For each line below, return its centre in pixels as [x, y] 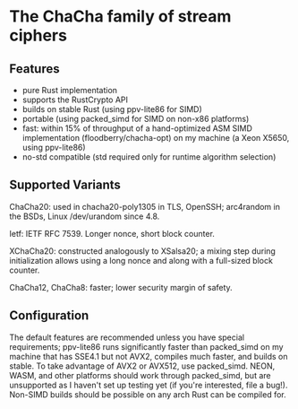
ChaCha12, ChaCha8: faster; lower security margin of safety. [121, 287]
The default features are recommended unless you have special [127, 337]
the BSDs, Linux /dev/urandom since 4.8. [85, 216]
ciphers [38, 35]
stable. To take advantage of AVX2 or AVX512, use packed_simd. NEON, [142, 366]
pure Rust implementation [70, 90]
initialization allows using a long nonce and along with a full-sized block [141, 260]
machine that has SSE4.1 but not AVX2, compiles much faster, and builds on [149, 356]
